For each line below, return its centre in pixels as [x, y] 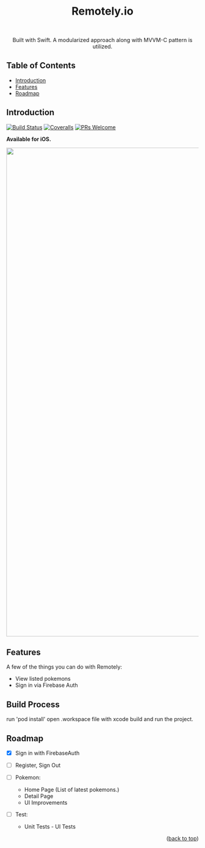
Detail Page [39, 796]
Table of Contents [41, 66]
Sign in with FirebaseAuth [47, 753]
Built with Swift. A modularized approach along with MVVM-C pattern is [103, 40]
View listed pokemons [43, 679]
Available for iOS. [29, 139]
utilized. [103, 46]
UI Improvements [46, 803]
